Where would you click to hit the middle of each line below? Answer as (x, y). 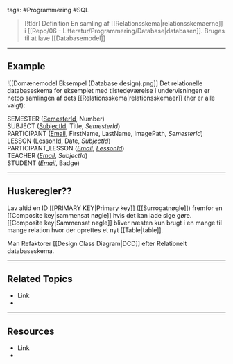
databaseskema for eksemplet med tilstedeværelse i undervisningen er (109, 90)
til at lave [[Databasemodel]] (65, 38)
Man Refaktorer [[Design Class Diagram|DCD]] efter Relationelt (97, 243)
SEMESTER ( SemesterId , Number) (56, 119)
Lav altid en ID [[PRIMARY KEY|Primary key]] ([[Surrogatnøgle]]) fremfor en (115, 208)
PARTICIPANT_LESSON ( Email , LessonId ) (66, 148)
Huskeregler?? (40, 191)
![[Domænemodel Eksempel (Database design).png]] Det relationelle (105, 83)
